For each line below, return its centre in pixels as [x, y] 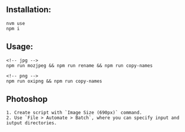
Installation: [29, 10]
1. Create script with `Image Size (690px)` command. [74, 113]
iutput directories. [32, 123]
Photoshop [27, 99]
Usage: [20, 47]
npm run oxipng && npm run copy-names [54, 81]
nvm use [16, 23]
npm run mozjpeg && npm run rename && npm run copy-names [79, 65]
